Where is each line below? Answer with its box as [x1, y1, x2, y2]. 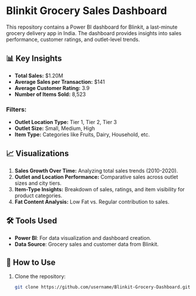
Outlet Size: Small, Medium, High [14, 125, 95, 132]
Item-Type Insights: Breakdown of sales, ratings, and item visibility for [14, 185, 185, 192]
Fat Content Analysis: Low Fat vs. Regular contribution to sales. [14, 198, 170, 205]
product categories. [14, 192, 63, 199]
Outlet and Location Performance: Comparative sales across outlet [14, 173, 178, 180]
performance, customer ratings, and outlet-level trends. [6, 36, 140, 43]
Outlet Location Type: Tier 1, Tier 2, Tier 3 [14, 119, 117, 126]
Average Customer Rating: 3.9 [14, 84, 90, 91]
